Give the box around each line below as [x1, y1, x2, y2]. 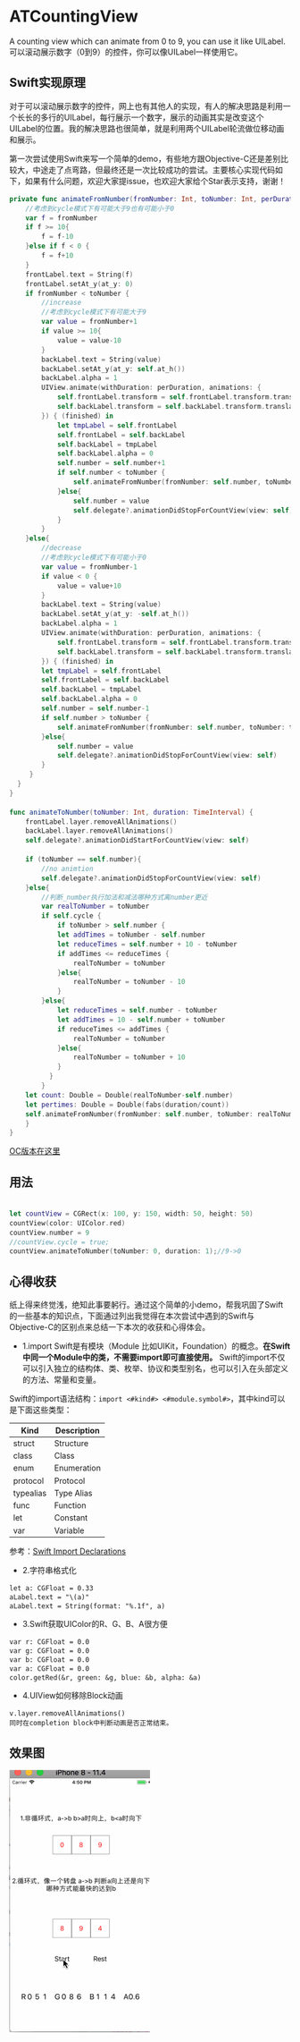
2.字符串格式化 [21, 1565, 78, 1576]
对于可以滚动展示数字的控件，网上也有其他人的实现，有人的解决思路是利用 [9, 100, 283, 111]
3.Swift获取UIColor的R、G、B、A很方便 [21, 1619, 168, 1630]
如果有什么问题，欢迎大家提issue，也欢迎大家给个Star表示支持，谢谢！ [24, 175, 287, 186]
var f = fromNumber [25, 213, 98, 223]
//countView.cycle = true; [9, 1237, 110, 1247]
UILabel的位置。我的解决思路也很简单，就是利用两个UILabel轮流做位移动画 [9, 123, 285, 133]
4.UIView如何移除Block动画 [21, 1690, 123, 1701]
